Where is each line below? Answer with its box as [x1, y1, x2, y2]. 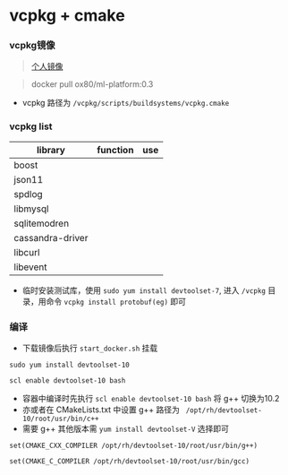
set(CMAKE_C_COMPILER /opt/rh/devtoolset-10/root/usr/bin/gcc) [9, 457, 250, 466]
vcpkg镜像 [9, 39, 55, 52]
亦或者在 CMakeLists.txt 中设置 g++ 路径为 [21, 404, 181, 415]
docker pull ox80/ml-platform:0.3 [30, 79, 154, 90]
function [97, 143, 134, 156]
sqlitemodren [13, 217, 70, 229]
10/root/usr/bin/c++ [21, 414, 99, 424]
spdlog [13, 187, 43, 200]
